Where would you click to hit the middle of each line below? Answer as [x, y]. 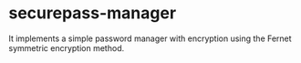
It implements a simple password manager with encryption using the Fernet [150, 38]
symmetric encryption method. [67, 47]
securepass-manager [93, 13]
